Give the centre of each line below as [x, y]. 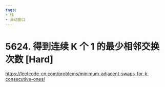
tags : [11, 10]
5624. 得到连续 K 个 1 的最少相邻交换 [82, 46]
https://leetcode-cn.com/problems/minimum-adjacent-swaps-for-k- [77, 74]
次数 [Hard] [29, 59]
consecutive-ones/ [25, 79]
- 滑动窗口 [15, 19]
